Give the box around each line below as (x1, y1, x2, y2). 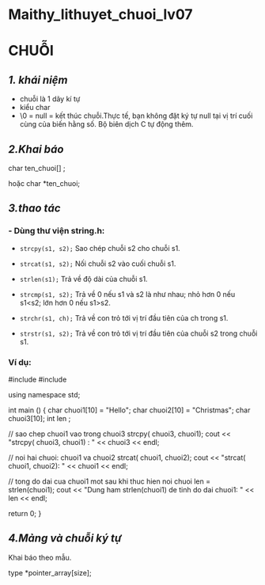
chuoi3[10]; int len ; (8, 413, 71, 423)
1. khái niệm (8, 73, 68, 86)
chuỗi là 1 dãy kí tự (19, 94, 81, 104)
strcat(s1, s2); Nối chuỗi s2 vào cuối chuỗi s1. (19, 259, 176, 268)
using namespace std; (8, 389, 81, 399)
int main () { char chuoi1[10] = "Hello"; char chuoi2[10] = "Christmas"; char (8, 405, 251, 415)
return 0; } (8, 508, 42, 518)
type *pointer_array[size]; (8, 568, 93, 577)
